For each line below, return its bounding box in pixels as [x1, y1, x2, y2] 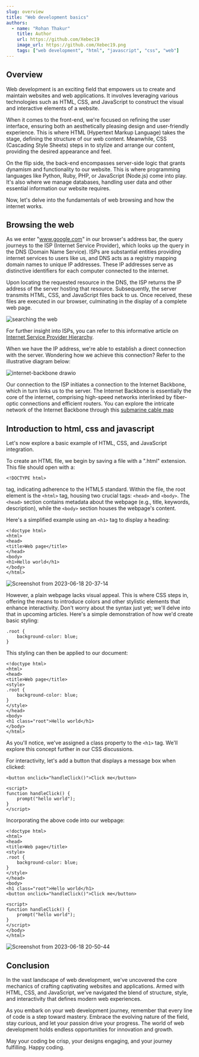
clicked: [6, 764, 26, 771]
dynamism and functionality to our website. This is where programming [6, 165, 181, 173]
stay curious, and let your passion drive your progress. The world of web [6, 1019, 185, 1027]
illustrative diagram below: [6, 358, 71, 365]
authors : [6, 20, 28, 26]
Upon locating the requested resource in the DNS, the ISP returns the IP [6, 279, 182, 286]
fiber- [173, 394, 187, 401]
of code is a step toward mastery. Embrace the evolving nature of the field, [6, 1013, 189, 1020]
